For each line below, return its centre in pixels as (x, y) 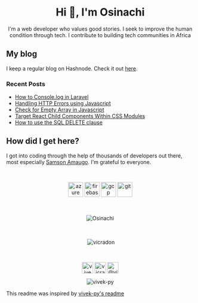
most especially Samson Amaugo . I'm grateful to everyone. (79, 162)
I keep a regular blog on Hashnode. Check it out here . (72, 68)
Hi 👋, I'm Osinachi (100, 12)
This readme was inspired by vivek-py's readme (65, 293)
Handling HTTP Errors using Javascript (63, 104)
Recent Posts (26, 84)
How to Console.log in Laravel (52, 97)
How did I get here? (43, 141)
